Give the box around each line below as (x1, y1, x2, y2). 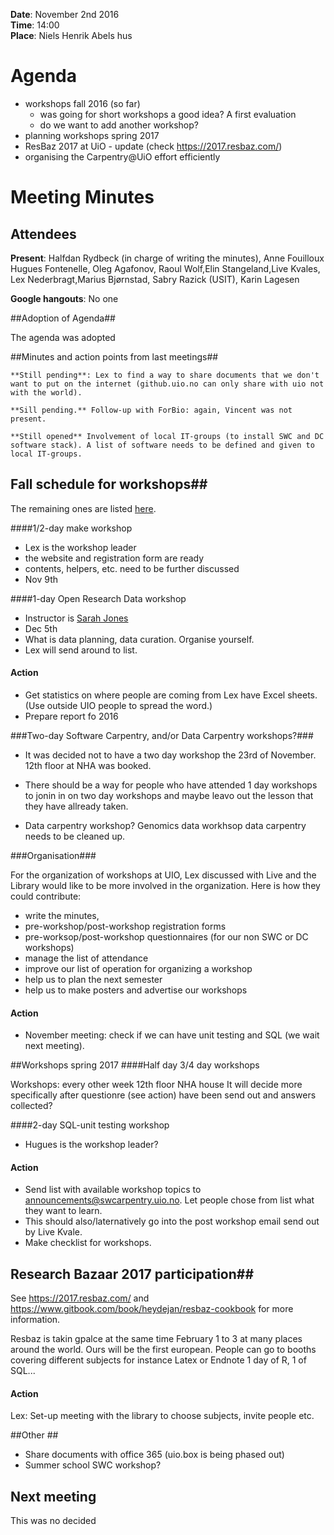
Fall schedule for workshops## (10, 476, 208, 493)
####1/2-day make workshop (10, 522, 133, 534)
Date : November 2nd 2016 (10, 9, 120, 20)
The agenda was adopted (10, 331, 116, 343)
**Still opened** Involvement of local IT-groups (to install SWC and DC (10, 431, 325, 441)
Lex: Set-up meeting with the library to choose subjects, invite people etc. (10, 1410, 315, 1422)
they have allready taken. (24, 800, 129, 812)
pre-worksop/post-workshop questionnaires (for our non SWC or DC (24, 930, 309, 943)
